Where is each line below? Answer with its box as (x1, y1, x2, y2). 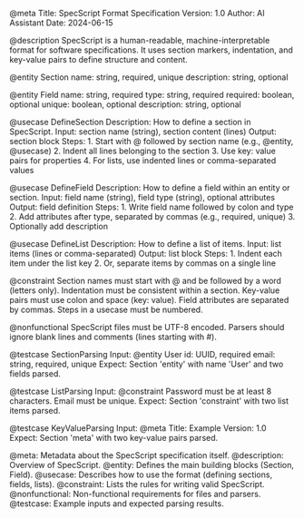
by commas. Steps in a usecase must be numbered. (9, 304, 203, 315)
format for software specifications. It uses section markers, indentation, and (9, 44, 293, 55)
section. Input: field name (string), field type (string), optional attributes (9, 192, 275, 202)
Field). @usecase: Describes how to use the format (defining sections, (9, 469, 273, 480)
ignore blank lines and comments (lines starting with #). (9, 331, 218, 342)
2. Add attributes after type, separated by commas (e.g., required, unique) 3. (9, 211, 296, 221)
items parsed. (9, 406, 61, 415)
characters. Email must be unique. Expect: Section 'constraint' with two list (9, 396, 289, 406)
